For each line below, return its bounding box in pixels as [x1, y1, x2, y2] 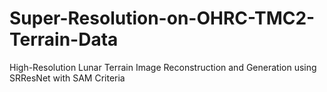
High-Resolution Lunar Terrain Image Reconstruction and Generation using [9, 61, 317, 73]
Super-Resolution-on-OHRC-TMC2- [9, 7, 316, 30]
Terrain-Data [9, 28, 119, 51]
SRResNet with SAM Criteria [9, 72, 126, 84]
